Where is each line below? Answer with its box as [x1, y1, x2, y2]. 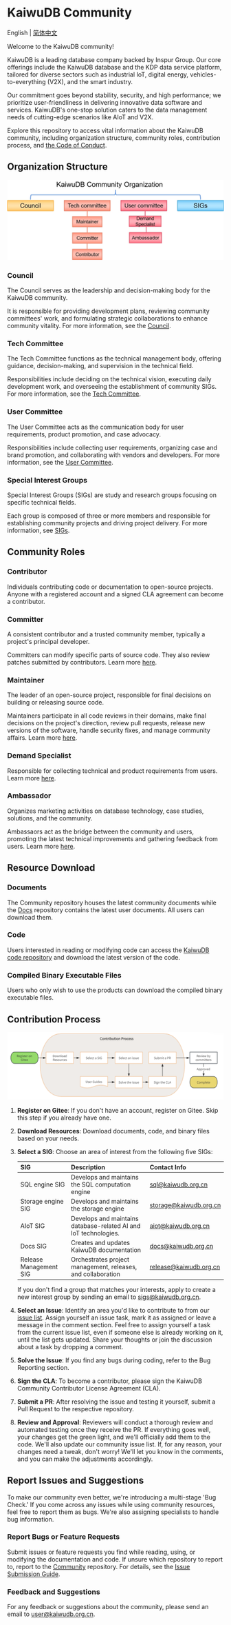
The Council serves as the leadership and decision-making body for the [7, 286, 211, 294]
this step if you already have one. [16, 1113, 111, 1122]
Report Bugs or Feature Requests [7, 1532, 120, 1542]
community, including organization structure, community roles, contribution [7, 133, 221, 142]
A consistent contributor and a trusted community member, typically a [7, 629, 206, 638]
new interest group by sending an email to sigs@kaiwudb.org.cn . [16, 1293, 201, 1301]
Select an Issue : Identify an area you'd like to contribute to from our [16, 1306, 210, 1314]
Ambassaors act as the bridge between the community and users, [7, 827, 195, 836]
